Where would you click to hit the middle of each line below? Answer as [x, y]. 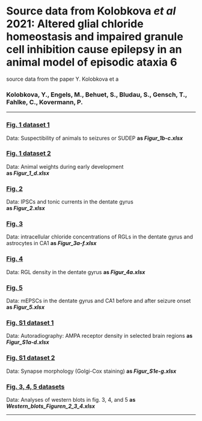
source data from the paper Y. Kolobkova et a [63, 79]
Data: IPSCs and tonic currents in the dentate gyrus [70, 202]
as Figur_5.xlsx [26, 307]
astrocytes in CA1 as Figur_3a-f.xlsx [51, 243]
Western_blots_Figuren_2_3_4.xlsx [50, 406]
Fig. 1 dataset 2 [29, 154]
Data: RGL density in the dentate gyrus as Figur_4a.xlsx [76, 272]
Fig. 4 [15, 259]
